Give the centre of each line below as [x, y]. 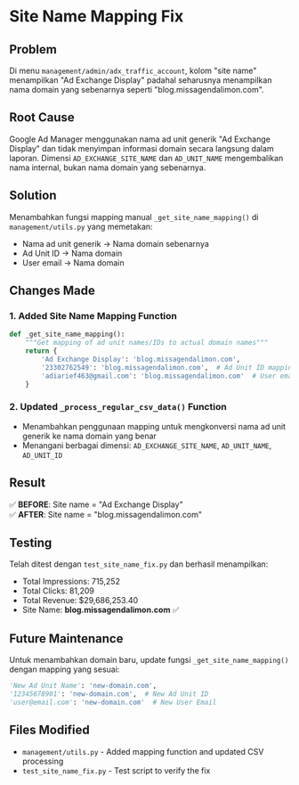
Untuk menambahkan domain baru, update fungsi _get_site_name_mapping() [149, 660]
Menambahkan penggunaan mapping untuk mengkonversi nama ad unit [154, 426]
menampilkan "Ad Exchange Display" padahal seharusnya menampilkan [141, 80]
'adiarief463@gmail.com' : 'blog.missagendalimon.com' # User [159, 376]
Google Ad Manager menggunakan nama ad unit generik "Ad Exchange [140, 139]
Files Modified [50, 730]
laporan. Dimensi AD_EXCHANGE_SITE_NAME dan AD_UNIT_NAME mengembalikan [146, 158]
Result [28, 483]
